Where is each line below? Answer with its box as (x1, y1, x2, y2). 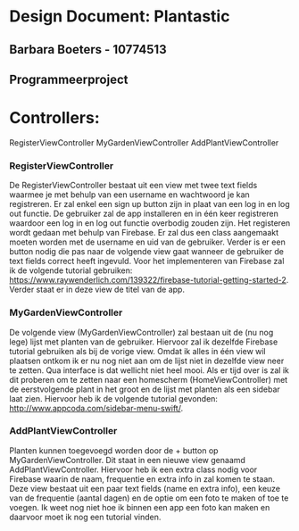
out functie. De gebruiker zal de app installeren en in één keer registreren (9, 208, 278, 220)
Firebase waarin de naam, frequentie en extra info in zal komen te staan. (9, 473, 275, 484)
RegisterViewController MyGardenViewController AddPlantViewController (9, 137, 279, 148)
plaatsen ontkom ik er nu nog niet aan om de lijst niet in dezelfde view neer (9, 355, 285, 366)
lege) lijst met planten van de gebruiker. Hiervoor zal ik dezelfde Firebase (9, 336, 278, 347)
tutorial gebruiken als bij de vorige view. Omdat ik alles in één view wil (9, 345, 266, 356)
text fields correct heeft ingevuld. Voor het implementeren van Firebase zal (9, 256, 285, 267)
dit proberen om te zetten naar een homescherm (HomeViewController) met (9, 374, 288, 385)
